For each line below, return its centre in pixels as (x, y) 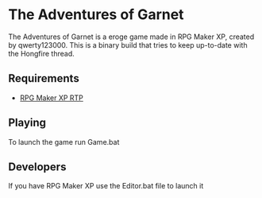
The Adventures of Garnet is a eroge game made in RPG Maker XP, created (131, 37)
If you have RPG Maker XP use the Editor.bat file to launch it (106, 186)
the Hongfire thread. (41, 53)
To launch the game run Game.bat (64, 142)
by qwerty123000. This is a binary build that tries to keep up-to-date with (128, 45)
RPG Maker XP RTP (51, 98)
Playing (27, 123)
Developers (37, 167)
